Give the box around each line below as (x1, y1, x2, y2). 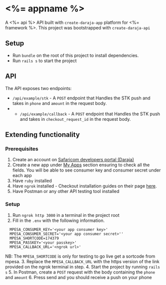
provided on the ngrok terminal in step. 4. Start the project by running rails (5, 264, 161, 270)
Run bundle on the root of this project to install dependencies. (12, 52, 139, 58)
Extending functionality (5, 130, 80, 139)
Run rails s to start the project (12, 58, 77, 64)
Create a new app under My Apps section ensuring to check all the (12, 162, 150, 168)
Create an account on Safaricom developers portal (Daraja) (12, 157, 135, 163)
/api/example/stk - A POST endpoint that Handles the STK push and (12, 95, 151, 101)
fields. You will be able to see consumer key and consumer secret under (12, 167, 161, 173)
